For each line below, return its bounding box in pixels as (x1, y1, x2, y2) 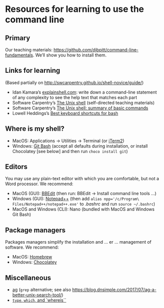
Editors (5, 162, 28, 171)
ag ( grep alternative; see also (12, 287, 71, 293)
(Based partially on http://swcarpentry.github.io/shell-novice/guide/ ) (5, 79, 144, 85)
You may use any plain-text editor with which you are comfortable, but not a (5, 176, 159, 182)
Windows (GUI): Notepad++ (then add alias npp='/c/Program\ (12, 196, 139, 202)
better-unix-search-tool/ (12, 292, 62, 298)
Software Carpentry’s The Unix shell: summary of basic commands (12, 105, 149, 111)
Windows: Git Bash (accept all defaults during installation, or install (12, 143, 148, 149)
